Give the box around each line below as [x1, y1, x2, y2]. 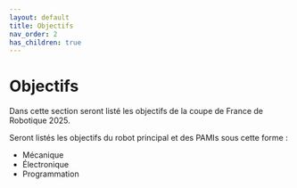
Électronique [21, 159, 70, 170]
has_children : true [9, 37, 82, 47]
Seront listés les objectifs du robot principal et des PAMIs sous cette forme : [9, 133, 288, 143]
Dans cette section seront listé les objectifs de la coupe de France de [9, 106, 263, 117]
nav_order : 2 [9, 29, 58, 38]
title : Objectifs [9, 21, 74, 30]
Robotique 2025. [9, 115, 70, 126]
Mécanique [21, 150, 64, 160]
